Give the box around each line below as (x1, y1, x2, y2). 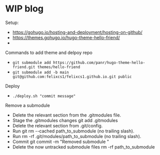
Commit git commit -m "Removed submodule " (12, 138, 109, 144)
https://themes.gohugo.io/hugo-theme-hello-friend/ (12, 34, 120, 40)
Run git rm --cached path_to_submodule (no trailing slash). (12, 128, 134, 134)
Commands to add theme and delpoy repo (5, 49, 93, 55)
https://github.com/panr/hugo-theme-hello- (53, 60, 145, 65)
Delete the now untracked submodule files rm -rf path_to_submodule (12, 143, 155, 150)
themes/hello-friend (37, 64, 80, 69)
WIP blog (5, 3, 44, 14)
